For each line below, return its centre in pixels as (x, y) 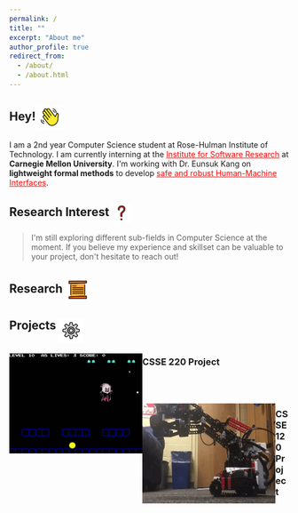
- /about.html (43, 76)
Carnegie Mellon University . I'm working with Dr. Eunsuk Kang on (130, 164)
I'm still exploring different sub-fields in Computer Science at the (149, 237)
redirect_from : (37, 56)
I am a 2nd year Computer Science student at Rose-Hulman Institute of (139, 144)
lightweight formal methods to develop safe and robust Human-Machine (143, 172)
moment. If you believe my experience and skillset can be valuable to (157, 247)
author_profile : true (49, 47)
